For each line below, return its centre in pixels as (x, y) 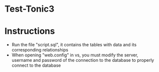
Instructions (30, 31)
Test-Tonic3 (30, 9)
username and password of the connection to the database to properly (83, 60)
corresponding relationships (40, 50)
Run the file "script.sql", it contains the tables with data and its (74, 45)
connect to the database (36, 65)
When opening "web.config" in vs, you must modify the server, (75, 55)
